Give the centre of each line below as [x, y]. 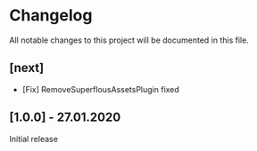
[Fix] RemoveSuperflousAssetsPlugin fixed [101, 89]
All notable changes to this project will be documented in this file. [129, 40]
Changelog [51, 16]
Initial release [33, 139]
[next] [27, 68]
